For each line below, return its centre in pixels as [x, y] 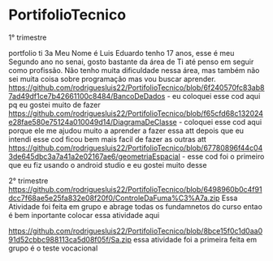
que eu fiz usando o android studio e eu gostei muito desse [108, 165]
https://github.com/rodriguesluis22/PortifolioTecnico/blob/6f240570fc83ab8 [136, 88]
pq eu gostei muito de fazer [54, 105]
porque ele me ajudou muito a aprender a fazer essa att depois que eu [126, 130]
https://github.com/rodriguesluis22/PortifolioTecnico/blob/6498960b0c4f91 [135, 189]
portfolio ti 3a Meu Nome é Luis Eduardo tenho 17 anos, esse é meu [121, 53]
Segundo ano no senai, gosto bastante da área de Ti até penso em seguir [131, 62]
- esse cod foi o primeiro [223, 156]
